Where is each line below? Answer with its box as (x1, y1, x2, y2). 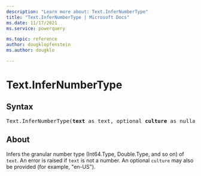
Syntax (6, 102, 33, 112)
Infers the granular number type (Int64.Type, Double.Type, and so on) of (6, 150, 184, 158)
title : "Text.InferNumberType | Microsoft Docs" (6, 14, 130, 20)
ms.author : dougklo (6, 47, 55, 54)
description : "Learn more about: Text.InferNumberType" (6, 8, 148, 15)
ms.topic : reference (6, 36, 58, 42)
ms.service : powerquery (6, 25, 66, 32)
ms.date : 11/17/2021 (6, 20, 58, 26)
